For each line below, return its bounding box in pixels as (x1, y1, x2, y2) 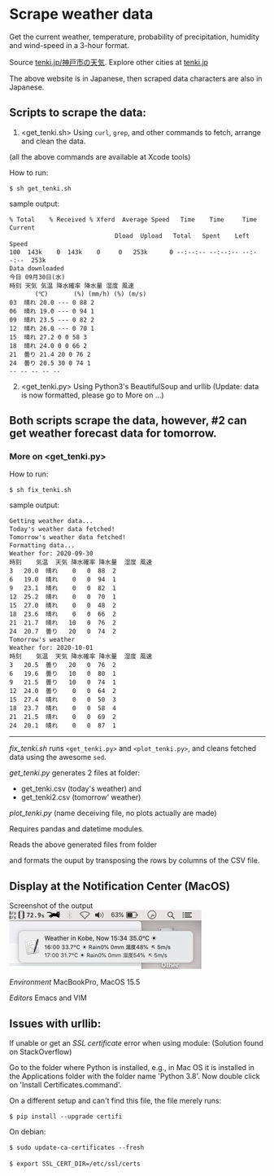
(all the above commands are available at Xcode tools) (9, 151, 191, 161)
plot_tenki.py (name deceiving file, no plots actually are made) (9, 808, 218, 818)
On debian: (9, 1127, 46, 1137)
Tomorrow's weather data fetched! (9, 533, 127, 542)
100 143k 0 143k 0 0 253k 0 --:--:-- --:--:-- (9, 248, 239, 257)
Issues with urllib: (9, 1016, 102, 1030)
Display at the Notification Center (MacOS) (9, 879, 231, 893)
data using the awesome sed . (9, 753, 107, 762)
